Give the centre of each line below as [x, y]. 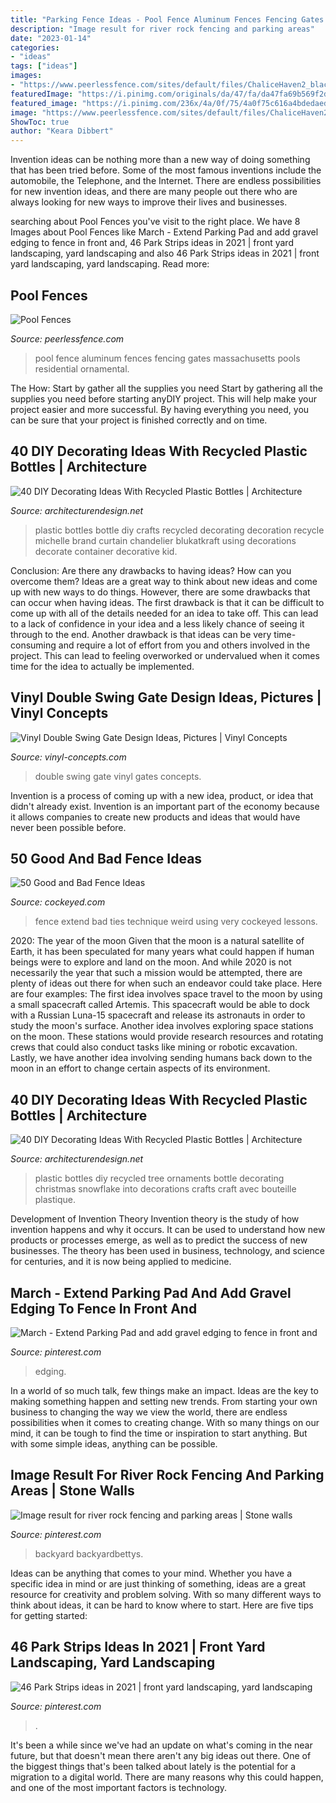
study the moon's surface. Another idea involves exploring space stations [162, 1026]
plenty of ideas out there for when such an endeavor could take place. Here [166, 983]
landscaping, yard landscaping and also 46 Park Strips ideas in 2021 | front [165, 253]
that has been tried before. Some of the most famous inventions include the [166, 170]
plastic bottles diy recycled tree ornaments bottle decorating [159, 1178]
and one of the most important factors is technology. [119, 1787]
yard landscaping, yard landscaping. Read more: [110, 264]
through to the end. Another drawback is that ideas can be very [141, 634]
